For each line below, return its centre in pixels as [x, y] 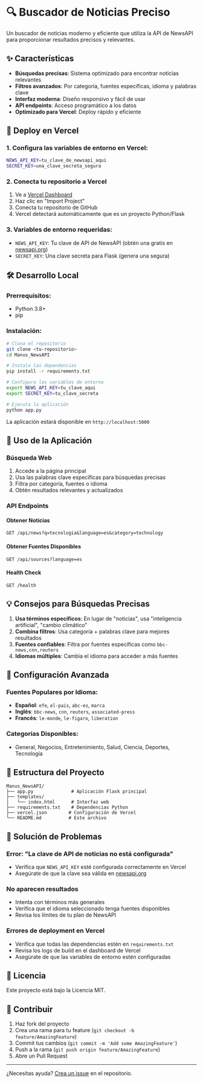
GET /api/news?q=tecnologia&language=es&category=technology [85, 533]
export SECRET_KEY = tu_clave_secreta [52, 393]
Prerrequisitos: [29, 296]
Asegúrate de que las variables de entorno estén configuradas [93, 957]
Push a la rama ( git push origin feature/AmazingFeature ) [88, 1050]
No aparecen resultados [42, 889]
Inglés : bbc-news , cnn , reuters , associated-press [75, 712]
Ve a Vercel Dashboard [43, 195]
